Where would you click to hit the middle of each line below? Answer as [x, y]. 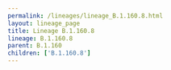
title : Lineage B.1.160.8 [51, 31]
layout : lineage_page [44, 23]
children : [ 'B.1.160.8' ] [49, 53]
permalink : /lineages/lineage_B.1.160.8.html [85, 16]
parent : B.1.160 [35, 46]
